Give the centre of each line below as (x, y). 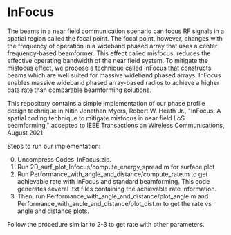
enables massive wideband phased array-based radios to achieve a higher (113, 82)
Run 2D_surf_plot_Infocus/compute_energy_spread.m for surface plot (116, 167)
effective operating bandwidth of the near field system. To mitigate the (108, 60)
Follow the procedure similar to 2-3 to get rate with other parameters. (106, 224)
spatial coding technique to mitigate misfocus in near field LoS (96, 117)
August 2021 (25, 133)
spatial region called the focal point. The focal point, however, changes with (115, 38)
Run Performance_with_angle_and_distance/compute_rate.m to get (112, 174)
